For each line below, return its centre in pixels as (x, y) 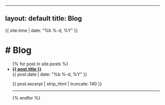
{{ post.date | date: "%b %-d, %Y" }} (50, 74)
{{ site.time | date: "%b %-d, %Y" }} (41, 30)
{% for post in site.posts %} (40, 64)
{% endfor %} (26, 98)
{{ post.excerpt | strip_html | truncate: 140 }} (57, 83)
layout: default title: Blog (44, 18)
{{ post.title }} (27, 69)
